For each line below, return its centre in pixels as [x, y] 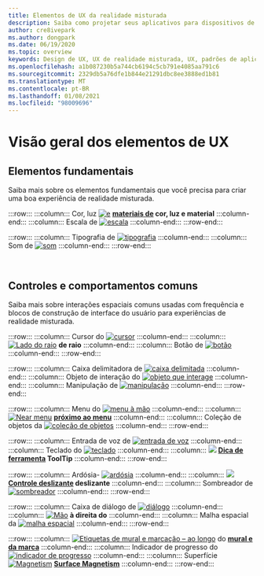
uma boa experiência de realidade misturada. [81, 198]
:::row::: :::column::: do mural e [130, 538]
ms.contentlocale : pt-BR [49, 89]
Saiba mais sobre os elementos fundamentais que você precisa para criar [127, 190]
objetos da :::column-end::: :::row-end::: [108, 425]
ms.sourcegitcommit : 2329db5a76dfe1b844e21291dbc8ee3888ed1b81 [114, 74]
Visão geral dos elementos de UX [119, 142]
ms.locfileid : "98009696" [50, 103]
